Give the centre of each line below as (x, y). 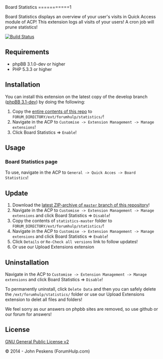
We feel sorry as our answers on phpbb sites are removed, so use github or (82, 309)
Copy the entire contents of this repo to (52, 111)
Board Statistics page (31, 162)
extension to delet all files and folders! (44, 299)
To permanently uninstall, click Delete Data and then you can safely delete (81, 289)
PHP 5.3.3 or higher (32, 69)
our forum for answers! (28, 314)
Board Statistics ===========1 (38, 7)
